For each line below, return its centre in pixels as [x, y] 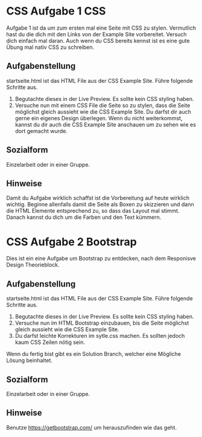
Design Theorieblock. [33, 265]
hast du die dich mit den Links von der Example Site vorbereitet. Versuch [96, 34]
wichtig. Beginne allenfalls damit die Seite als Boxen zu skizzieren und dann [100, 204]
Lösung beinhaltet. [30, 360]
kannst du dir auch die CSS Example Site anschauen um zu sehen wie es [105, 125]
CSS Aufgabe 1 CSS [56, 11]
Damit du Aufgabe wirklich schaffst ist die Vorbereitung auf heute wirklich [98, 198]
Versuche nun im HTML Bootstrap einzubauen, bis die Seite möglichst [102, 323]
